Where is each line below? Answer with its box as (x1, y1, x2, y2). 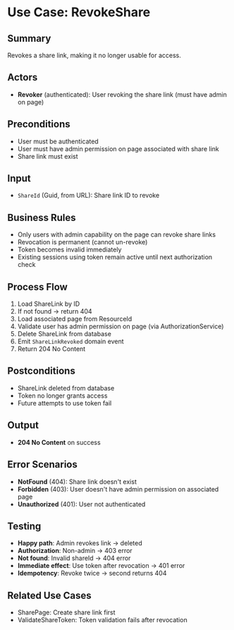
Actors (7, 71, 38, 83)
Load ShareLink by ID (17, 299, 80, 308)
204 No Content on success (17, 438, 101, 446)
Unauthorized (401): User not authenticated (17, 499, 146, 509)
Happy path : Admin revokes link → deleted (17, 539, 142, 547)
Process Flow (7, 280, 68, 293)
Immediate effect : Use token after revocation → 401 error (17, 561, 185, 570)
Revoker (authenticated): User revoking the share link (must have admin (17, 90, 227, 99)
